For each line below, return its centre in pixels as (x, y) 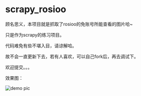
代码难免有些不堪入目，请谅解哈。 (41, 45)
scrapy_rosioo (36, 9)
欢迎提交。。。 (19, 67)
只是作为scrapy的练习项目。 (35, 35)
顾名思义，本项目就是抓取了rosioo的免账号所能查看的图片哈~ (69, 24)
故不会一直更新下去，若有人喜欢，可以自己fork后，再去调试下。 (72, 56)
